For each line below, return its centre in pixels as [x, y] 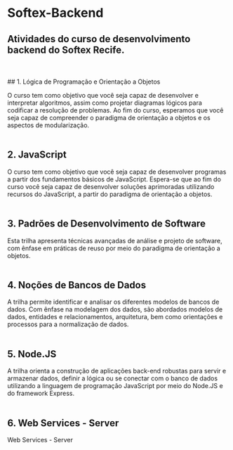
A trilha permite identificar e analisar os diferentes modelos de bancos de [113, 302]
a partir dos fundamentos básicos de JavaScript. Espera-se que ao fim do [114, 179]
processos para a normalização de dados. [68, 324]
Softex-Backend [55, 13]
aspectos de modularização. [48, 125]
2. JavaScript [37, 155]
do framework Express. [41, 393]
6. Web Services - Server [63, 423]
